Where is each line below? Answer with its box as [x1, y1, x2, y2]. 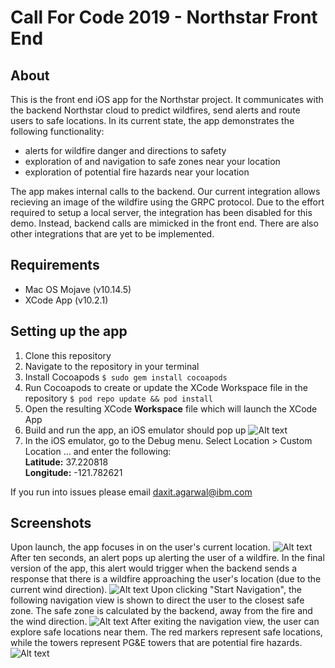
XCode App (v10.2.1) [24, 294, 109, 306]
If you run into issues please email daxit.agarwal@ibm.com [10, 486, 253, 498]
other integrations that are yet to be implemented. [10, 228, 215, 240]
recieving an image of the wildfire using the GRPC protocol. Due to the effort [10, 196, 325, 208]
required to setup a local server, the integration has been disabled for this [10, 207, 313, 218]
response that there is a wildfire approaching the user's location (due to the [10, 573, 322, 585]
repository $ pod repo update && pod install [24, 392, 213, 404]
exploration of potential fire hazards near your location [24, 166, 250, 178]
